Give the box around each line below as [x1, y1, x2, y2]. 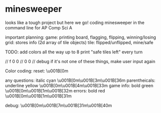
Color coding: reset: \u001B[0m [5, 68, 69, 74]
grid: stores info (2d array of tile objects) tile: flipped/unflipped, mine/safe [5, 39, 154, 45]
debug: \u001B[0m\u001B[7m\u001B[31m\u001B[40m [5, 102, 113, 108]
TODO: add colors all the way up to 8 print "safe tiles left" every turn [5, 49, 143, 55]
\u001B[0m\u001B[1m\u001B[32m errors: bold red [5, 88, 105, 93]
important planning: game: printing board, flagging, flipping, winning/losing [5, 34, 157, 40]
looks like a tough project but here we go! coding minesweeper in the [5, 20, 145, 25]
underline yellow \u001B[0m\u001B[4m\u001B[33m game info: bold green [5, 82, 154, 89]
